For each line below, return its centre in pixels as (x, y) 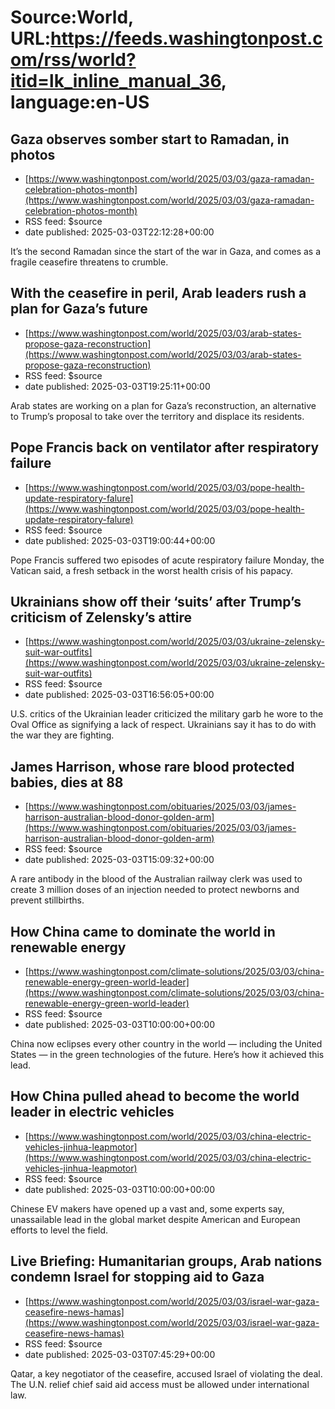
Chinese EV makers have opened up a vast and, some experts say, (147, 1208)
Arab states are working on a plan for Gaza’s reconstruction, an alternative (163, 405)
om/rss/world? (73, 60)
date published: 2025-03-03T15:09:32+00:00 (119, 860)
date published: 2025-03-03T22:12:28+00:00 (119, 232)
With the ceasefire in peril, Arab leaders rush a (158, 293)
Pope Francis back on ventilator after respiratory (165, 447)
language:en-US (80, 102)
